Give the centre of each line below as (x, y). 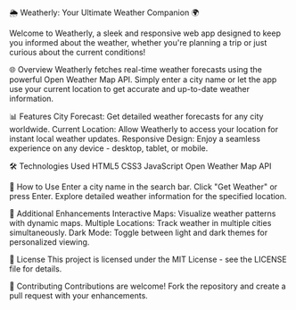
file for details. (36, 269)
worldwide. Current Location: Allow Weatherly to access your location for (144, 129)
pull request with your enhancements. (79, 296)
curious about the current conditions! (78, 52)
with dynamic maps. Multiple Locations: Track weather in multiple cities (140, 223)
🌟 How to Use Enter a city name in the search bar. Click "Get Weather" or (144, 187)
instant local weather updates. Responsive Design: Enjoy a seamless (135, 138)
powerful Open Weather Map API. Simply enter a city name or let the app (143, 80)
